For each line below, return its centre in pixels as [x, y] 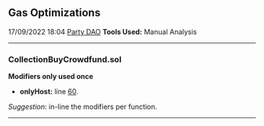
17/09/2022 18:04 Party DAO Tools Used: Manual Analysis [103, 31]
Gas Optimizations [54, 13]
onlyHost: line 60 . [49, 92]
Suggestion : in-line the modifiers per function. [83, 107]
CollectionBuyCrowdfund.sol [65, 59]
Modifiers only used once [51, 77]
